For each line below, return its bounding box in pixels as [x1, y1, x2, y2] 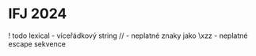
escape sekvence [8, 39, 66, 48]
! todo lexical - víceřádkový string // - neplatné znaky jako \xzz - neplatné [8, 31, 248, 40]
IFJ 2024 [8, 5, 67, 23]
